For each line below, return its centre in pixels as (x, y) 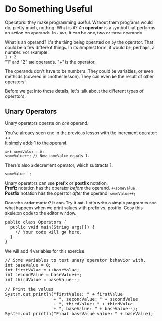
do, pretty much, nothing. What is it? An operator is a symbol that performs (80, 27)
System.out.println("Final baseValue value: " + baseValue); (79, 313)
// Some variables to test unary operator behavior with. (75, 260)
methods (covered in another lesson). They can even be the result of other (80, 76)
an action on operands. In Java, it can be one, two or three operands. (74, 33)
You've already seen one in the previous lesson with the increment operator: (81, 133)
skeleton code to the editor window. (41, 213)
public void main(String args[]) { (52, 227)
